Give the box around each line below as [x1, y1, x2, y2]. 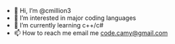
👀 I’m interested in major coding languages [13, 14, 137, 22]
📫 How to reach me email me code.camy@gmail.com [13, 29, 168, 37]
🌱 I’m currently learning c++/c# [13, 21, 104, 29]
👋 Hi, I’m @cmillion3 [13, 7, 72, 14]
